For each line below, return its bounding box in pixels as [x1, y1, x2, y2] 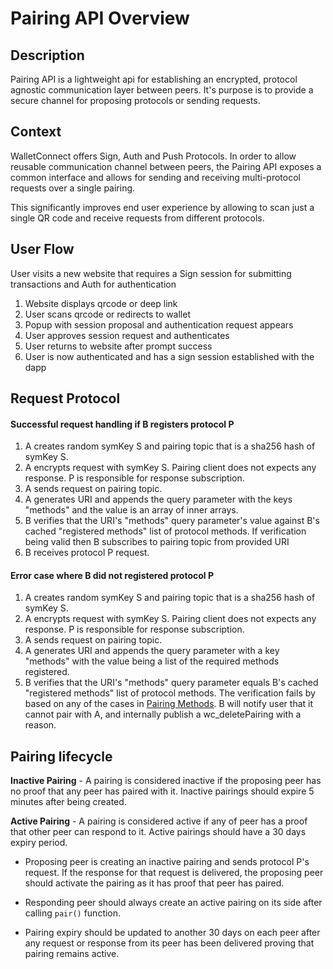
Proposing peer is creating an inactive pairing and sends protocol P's [24, 856, 310, 868]
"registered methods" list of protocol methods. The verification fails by [24, 687, 316, 699]
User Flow [10, 241, 75, 258]
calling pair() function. [24, 907, 122, 919]
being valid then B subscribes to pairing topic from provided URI [24, 536, 290, 548]
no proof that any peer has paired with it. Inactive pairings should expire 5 [10, 785, 315, 797]
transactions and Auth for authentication [10, 278, 177, 290]
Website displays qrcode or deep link [24, 297, 178, 309]
